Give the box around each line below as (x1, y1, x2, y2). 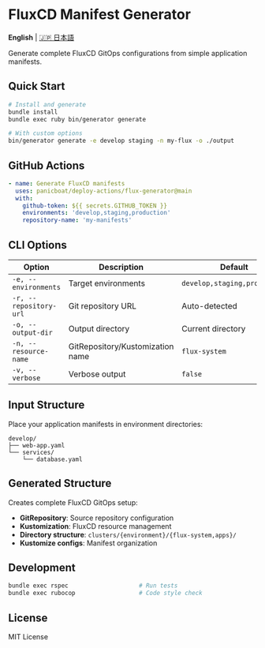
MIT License (8, 632, 49, 641)
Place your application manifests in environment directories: (8, 419, 203, 429)
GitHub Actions (8, 159, 85, 172)
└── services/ (8, 448, 55, 456)
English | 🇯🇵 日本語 (8, 32, 75, 42)
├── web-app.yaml (8, 441, 65, 449)
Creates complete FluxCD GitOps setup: (8, 497, 138, 507)
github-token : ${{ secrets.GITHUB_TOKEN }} (22, 201, 168, 210)
